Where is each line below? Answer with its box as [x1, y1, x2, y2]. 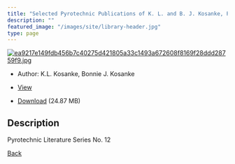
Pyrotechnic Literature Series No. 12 [7, 135, 111, 144]
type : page [7, 29, 39, 37]
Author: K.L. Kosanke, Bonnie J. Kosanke [17, 70, 135, 78]
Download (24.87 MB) [17, 97, 81, 105]
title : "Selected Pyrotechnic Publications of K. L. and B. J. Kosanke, [7, 10, 224, 17]
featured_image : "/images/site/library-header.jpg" [7, 23, 161, 30]
